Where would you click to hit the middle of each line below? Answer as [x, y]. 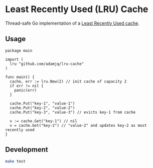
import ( [14, 59]
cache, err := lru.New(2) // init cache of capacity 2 [68, 81]
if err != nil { [27, 86]
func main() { [20, 77]
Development [27, 150]
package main [19, 51]
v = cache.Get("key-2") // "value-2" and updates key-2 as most [78, 125]
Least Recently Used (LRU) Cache [77, 9]
